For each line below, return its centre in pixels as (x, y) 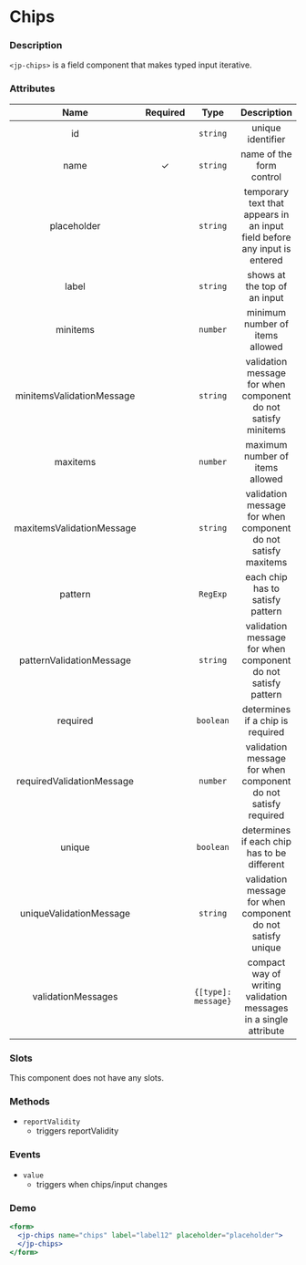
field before (266, 237)
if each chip (266, 841)
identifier (266, 139)
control (266, 177)
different (266, 864)
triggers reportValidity (77, 1131)
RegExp (213, 594)
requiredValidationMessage (76, 781)
